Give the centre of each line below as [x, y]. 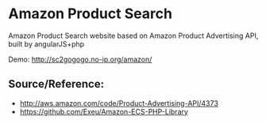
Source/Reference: [56, 84]
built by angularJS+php [46, 43]
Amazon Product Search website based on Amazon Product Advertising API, [133, 36]
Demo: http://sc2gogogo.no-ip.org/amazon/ [80, 59]
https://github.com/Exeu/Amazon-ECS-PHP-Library [104, 111]
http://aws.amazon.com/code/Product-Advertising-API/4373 [119, 103]
